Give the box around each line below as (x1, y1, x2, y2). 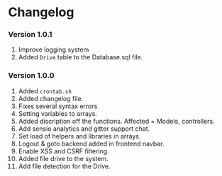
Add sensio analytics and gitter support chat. (18, 124, 150, 133)
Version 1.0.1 (8, 30, 52, 40)
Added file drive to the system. (18, 154, 109, 163)
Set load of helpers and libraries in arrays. (18, 131, 141, 140)
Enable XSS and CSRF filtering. (18, 146, 109, 156)
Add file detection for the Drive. (18, 162, 111, 170)
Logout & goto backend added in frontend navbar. (18, 139, 165, 148)
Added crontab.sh (18, 86, 72, 95)
